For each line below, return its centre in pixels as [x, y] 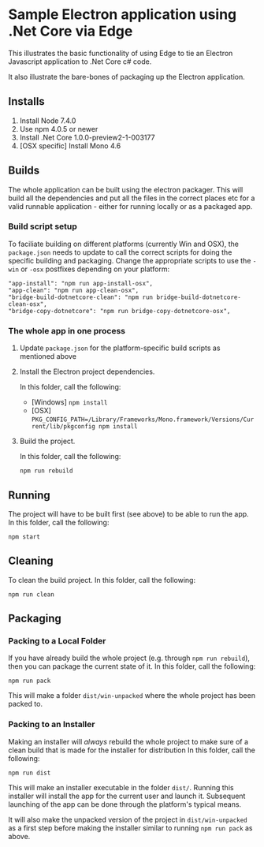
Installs [26, 101]
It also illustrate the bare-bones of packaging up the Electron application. [127, 76]
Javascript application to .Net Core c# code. [80, 62]
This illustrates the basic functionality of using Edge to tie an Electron [121, 53]
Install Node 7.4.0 [48, 121]
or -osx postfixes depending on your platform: [95, 269]
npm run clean [32, 594]
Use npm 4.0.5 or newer [59, 129]
